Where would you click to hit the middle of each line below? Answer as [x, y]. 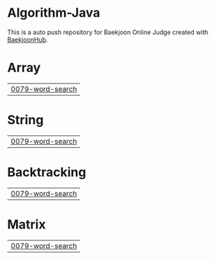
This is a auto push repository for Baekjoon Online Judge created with [108, 32]
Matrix [27, 224]
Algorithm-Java [54, 13]
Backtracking [47, 172]
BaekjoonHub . [28, 39]
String [25, 120]
